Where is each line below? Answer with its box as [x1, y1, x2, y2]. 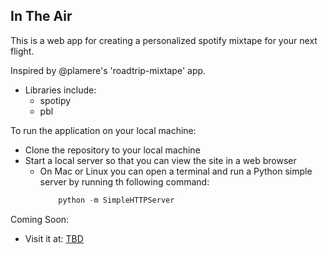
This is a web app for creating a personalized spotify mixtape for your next [10, 34, 318, 46]
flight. [10, 45, 35, 57]
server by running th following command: [39, 175, 210, 188]
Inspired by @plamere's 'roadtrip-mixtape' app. [10, 64, 207, 76]
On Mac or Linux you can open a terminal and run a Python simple [39, 165, 313, 177]
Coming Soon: [10, 213, 70, 225]
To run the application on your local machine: [10, 124, 197, 136]
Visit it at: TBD [24, 232, 84, 244]
